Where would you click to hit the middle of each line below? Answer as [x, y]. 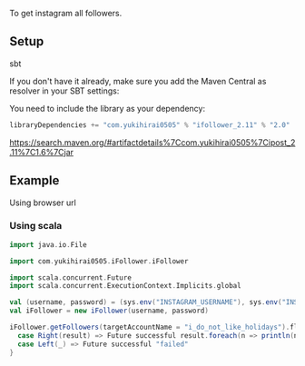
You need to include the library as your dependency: [108, 108]
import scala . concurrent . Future [70, 277]
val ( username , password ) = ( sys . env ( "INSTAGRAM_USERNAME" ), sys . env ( [146, 302]
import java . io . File [49, 244]
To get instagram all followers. [66, 13]
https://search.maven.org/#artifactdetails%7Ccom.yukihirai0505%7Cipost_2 [152, 142]
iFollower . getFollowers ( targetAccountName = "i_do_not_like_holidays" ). [150, 327]
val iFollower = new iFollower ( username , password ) [109, 311]
